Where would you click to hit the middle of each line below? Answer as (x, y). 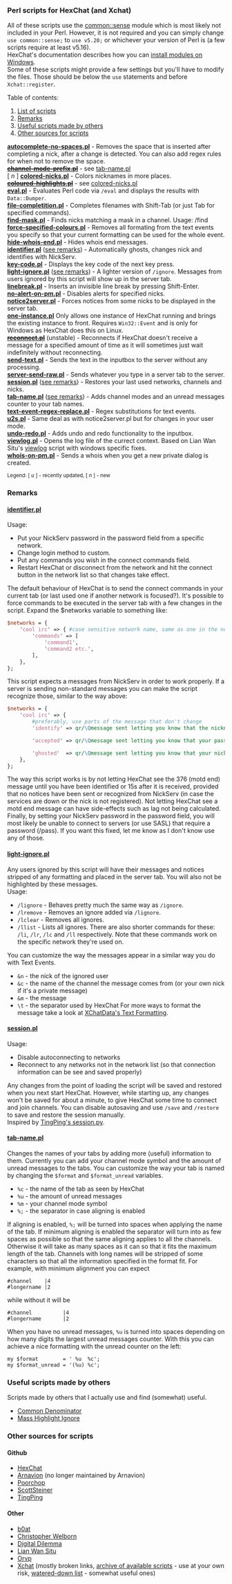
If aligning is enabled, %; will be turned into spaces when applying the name (115, 1225)
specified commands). (39, 213)
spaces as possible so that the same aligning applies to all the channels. (110, 1239)
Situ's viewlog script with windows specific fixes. (77, 448)
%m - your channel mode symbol (62, 1204)
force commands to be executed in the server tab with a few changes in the (115, 603)
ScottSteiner (35, 1490)
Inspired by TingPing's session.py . (56, 1122)
